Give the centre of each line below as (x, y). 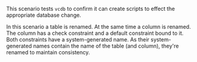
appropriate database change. (44, 15)
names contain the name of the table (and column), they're (106, 46)
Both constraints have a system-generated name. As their (78, 39)
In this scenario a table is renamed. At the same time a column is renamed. (98, 27)
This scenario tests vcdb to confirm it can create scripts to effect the (91, 9)
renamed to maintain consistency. (48, 52)
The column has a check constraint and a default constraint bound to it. (95, 33)
